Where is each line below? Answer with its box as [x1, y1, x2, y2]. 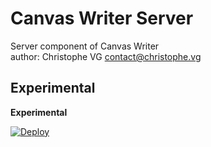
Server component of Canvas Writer [10, 40, 160, 52]
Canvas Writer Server [10, 7, 194, 30]
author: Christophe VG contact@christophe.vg [10, 50, 202, 62]
